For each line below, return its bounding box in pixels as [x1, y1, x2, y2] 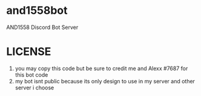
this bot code [15, 71, 48, 78]
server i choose [15, 84, 54, 91]
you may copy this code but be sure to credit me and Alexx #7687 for [15, 65, 188, 72]
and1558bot [6, 4, 68, 18]
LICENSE [6, 45, 51, 59]
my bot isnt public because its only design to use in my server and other [15, 77, 196, 85]
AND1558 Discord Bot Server [6, 24, 79, 31]
